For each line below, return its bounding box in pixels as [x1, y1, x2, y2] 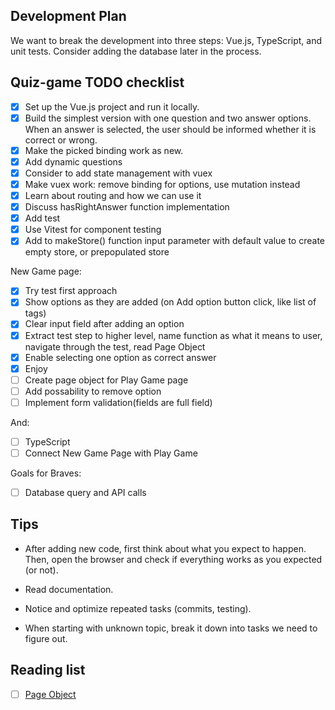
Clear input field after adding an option [24, 318, 185, 330]
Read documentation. [24, 583, 114, 595]
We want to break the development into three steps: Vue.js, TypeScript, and [10, 34, 322, 46]
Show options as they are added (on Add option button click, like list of [24, 296, 317, 308]
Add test [24, 212, 61, 224]
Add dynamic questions [24, 155, 123, 168]
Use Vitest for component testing [24, 224, 162, 236]
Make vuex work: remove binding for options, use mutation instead [24, 178, 301, 190]
